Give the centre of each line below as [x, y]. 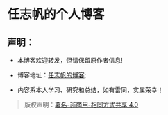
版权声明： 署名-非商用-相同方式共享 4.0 [81, 105]
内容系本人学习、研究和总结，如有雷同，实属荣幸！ [90, 90]
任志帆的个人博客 [56, 14]
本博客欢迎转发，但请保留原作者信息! [70, 60]
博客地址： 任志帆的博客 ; [52, 75]
